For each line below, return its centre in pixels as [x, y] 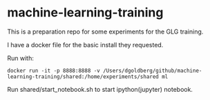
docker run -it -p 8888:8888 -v [54, 71]
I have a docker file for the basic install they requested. [85, 45]
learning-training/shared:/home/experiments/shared [83, 77]
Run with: [21, 58]
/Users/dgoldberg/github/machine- [152, 71]
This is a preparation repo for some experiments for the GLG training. [105, 32]
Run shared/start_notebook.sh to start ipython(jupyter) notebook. [100, 89]
